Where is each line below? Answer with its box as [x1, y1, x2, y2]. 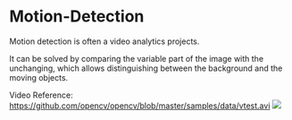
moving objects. [9, 72, 69, 82]
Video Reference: [9, 90, 73, 100]
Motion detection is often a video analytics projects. [9, 36, 200, 47]
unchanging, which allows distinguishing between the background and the [9, 63, 283, 73]
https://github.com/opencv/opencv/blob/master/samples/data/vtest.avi [9, 100, 271, 111]
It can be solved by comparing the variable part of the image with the [9, 53, 264, 64]
